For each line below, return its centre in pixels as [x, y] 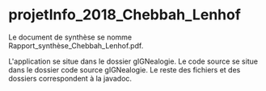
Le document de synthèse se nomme [70, 37]
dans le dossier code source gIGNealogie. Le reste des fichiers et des [125, 69]
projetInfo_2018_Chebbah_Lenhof [125, 15]
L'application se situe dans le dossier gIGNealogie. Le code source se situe [133, 61]
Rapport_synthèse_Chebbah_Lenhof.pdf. [76, 45]
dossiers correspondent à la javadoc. [70, 78]
